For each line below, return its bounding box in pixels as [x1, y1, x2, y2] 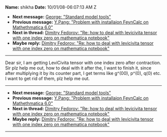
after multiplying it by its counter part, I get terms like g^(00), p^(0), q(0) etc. [5, 70, 162, 76]
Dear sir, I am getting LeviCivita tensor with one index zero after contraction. [5, 60, 162, 66]
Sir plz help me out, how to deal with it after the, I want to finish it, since [5, 65, 152, 71]
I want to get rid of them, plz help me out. [5, 75, 90, 81]
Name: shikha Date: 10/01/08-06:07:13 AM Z [5, 4, 97, 10]
